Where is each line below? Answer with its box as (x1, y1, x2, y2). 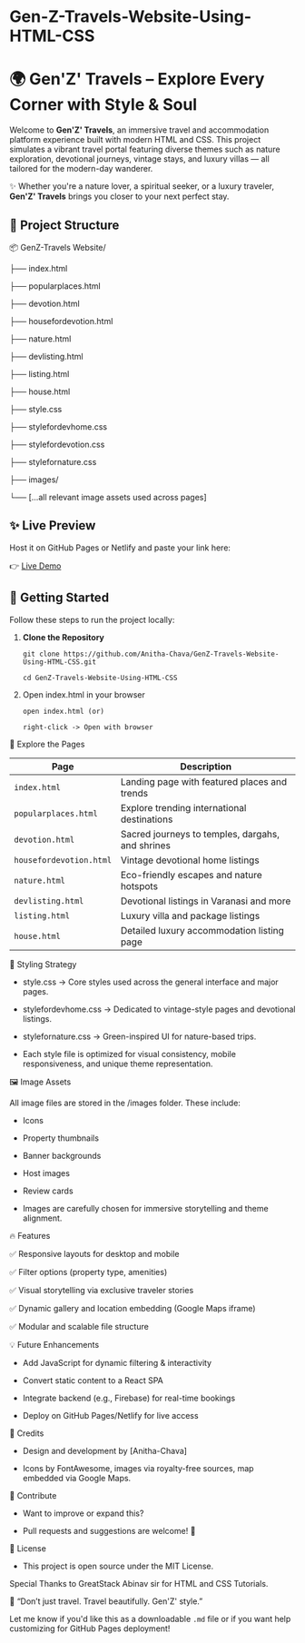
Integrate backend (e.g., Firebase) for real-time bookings (22, 1392, 236, 1403)
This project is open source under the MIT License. (22, 1560, 214, 1571)
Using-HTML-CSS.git (22, 657, 97, 667)
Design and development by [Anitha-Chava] (22, 1445, 188, 1456)
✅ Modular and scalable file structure (9, 1321, 150, 1331)
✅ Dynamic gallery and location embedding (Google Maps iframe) (9, 1302, 256, 1313)
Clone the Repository (22, 631, 104, 642)
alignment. (22, 1212, 63, 1223)
